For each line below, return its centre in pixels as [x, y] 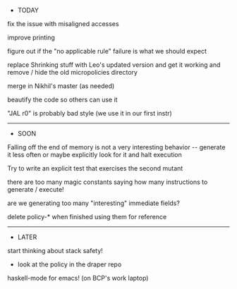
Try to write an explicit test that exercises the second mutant [95, 168]
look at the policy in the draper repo [69, 264]
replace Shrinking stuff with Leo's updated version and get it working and [114, 65]
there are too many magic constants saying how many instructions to [108, 182]
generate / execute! [36, 189]
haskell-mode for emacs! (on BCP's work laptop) [78, 278]
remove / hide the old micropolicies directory [72, 72]
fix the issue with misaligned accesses [63, 24]
